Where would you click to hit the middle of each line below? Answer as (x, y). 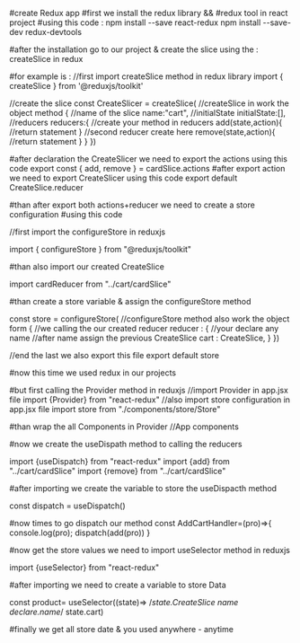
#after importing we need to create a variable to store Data (118, 585)
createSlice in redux (46, 59)
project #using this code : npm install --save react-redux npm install (135, 22)
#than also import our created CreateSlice (87, 267)
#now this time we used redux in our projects (93, 373)
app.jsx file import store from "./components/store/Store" (115, 409)
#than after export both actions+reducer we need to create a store (132, 205)
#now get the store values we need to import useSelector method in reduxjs (150, 550)
